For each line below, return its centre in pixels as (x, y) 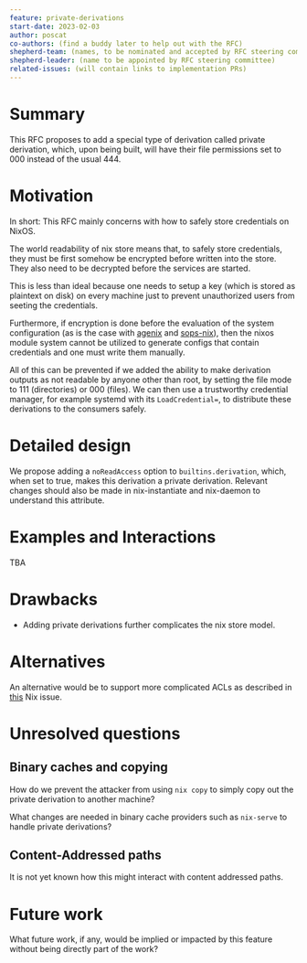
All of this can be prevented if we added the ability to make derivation (140, 369)
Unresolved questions (95, 733)
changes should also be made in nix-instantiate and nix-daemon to (135, 490)
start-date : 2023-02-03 (55, 27)
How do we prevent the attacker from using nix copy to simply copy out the (152, 789)
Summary (47, 114)
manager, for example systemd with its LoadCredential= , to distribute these (151, 399)
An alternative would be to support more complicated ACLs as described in (151, 687)
